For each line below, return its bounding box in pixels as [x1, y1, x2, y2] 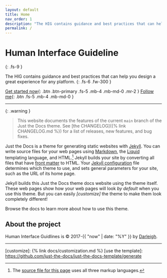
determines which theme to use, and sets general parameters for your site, [5, 165, 158, 171]
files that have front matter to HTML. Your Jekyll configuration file [5, 160, 140, 166]
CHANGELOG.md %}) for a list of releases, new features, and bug [17, 128, 152, 135]
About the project [5, 220, 61, 229]
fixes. [17, 134, 29, 139]
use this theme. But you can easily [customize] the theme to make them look [5, 190, 162, 197]
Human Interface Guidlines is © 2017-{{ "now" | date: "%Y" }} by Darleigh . [5, 233, 158, 239]
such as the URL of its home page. [5, 170, 76, 176]
